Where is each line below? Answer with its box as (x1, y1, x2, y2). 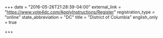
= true (4, 19, 17, 25)
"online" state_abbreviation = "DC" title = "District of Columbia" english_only (4, 14, 158, 20)
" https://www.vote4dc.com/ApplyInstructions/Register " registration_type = (4, 9, 155, 15)
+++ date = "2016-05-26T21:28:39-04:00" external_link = (4, 4, 122, 10)
